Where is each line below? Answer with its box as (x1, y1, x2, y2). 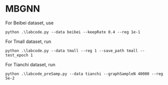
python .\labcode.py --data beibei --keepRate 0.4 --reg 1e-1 (5, 29, 140, 34)
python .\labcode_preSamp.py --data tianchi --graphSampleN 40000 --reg (5, 71, 163, 76)
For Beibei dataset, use (5, 20, 54, 26)
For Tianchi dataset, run (5, 61, 56, 67)
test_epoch (5, 53, 29, 58)
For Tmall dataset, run (5, 38, 52, 45)
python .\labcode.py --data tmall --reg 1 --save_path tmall (5, 48, 138, 53)
